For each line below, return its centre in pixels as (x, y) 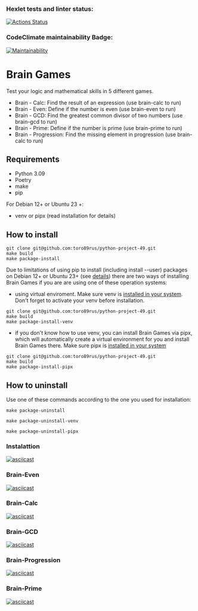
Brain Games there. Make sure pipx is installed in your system (90, 345)
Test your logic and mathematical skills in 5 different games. (80, 91)
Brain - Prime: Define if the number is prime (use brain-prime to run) (99, 128)
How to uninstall (37, 385)
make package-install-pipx (40, 367)
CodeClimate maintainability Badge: (60, 38)
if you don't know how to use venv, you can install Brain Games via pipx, (103, 333)
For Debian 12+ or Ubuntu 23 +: (45, 204)
